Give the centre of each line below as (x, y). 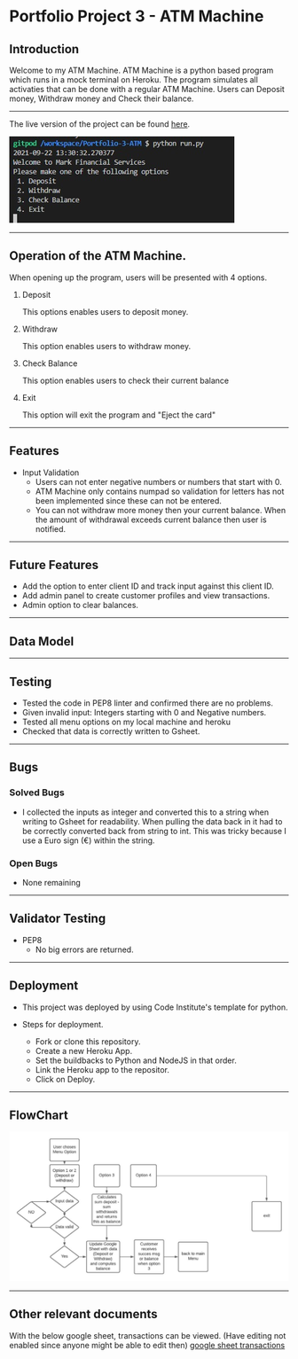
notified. (51, 528)
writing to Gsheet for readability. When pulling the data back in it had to (152, 821)
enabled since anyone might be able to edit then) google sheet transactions (147, 1345)
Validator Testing (58, 919)
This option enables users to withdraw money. (106, 346)
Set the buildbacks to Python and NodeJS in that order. (136, 1060)
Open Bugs (34, 863)
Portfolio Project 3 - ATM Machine (137, 16)
